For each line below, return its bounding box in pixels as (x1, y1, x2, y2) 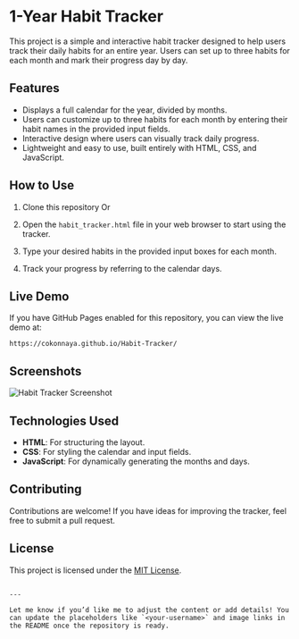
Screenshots (9, 364, 82, 379)
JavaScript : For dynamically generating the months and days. (21, 456, 250, 467)
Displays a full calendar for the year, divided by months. (21, 105, 228, 115)
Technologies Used (9, 413, 119, 428)
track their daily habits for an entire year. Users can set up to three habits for (9, 45, 290, 55)
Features (9, 80, 60, 96)
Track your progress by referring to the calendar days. (21, 263, 222, 273)
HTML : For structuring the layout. (21, 437, 145, 448)
